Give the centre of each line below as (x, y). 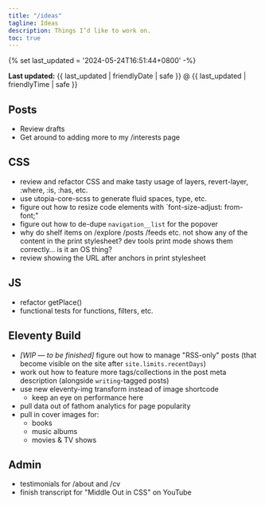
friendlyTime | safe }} (43, 85)
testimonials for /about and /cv (70, 484)
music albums (55, 431)
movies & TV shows (64, 440)
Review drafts (42, 129)
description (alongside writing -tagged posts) (94, 381)
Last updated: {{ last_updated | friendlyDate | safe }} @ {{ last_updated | (127, 76)
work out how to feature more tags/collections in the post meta (123, 372)
